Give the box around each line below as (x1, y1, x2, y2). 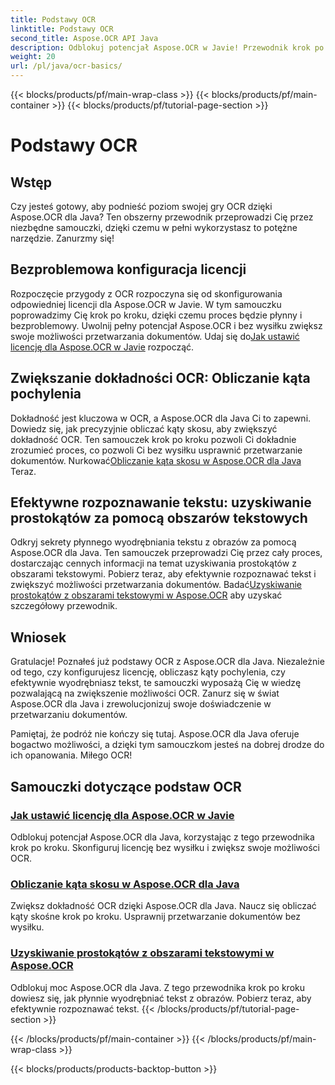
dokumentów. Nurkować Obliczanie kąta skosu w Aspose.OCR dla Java (10, 454, 302, 466)
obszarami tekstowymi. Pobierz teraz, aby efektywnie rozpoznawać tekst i (10, 568, 317, 580)
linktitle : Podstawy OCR (10, 24, 114, 34)
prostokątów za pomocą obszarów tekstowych (10, 510, 308, 527)
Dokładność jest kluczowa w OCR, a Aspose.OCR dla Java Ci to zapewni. (10, 412, 312, 424)
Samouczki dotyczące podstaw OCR (10, 778, 242, 795)
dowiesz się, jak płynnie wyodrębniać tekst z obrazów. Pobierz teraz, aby (10, 992, 312, 1004)
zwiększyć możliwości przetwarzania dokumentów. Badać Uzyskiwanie (10, 579, 302, 591)
